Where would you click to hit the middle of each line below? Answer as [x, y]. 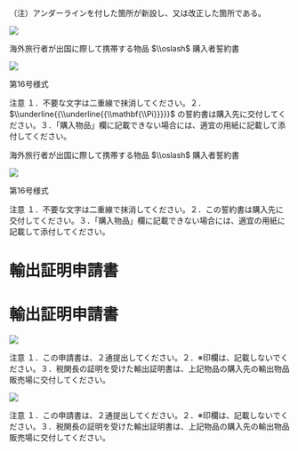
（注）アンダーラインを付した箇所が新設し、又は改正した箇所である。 [138, 13]
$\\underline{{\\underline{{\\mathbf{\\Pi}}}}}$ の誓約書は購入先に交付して [144, 114]
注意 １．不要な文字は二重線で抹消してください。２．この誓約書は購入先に [147, 210]
